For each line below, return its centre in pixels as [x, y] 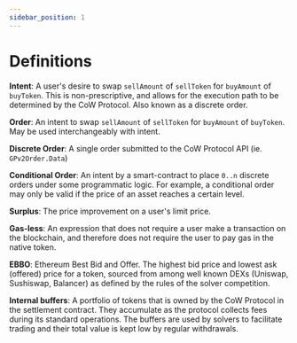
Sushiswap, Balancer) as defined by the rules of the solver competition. [140, 283]
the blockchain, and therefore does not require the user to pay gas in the [142, 238]
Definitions [51, 61]
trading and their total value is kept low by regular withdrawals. [124, 328]
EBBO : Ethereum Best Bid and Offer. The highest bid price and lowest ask [143, 264]
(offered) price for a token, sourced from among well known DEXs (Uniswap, [149, 273]
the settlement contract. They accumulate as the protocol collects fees [138, 309]
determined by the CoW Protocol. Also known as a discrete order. [129, 105]
